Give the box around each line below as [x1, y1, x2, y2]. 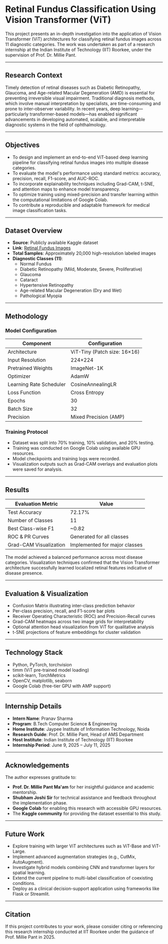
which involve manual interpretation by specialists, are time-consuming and [5, 100, 161, 106]
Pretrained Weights [7, 365, 53, 372]
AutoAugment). [12, 859, 44, 865]
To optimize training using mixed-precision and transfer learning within [12, 191, 158, 197]
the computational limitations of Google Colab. [12, 197, 108, 203]
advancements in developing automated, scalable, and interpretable [5, 116, 145, 122]
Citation [5, 910, 31, 918]
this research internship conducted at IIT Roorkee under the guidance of [5, 929, 154, 935]
